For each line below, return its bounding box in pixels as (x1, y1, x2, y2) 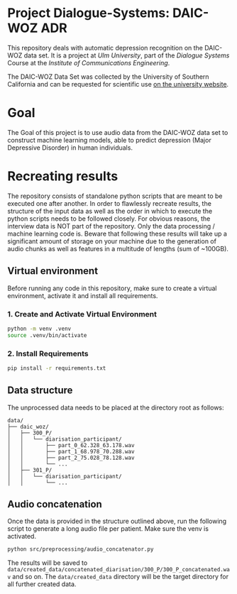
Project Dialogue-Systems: (7, 5, 170, 21)
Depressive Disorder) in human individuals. (7, 143, 133, 152)
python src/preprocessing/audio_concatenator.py (7, 546, 154, 553)
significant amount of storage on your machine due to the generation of (7, 236, 216, 246)
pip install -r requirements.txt (7, 364, 106, 372)
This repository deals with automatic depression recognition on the (7, 43, 204, 52)
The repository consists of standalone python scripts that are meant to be (7, 192, 223, 200)
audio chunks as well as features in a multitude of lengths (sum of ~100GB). (7, 244, 229, 253)
